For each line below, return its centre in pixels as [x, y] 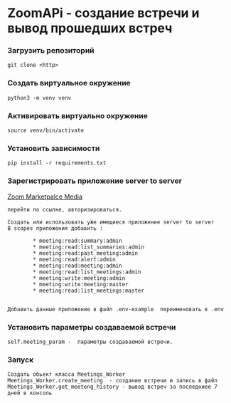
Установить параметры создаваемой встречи [92, 327]
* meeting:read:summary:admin [77, 241]
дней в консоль [30, 393]
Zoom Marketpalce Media [45, 197]
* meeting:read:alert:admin [74, 259]
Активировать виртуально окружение [77, 115]
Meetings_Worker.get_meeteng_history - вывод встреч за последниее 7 [113, 387]
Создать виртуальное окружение [69, 83]
